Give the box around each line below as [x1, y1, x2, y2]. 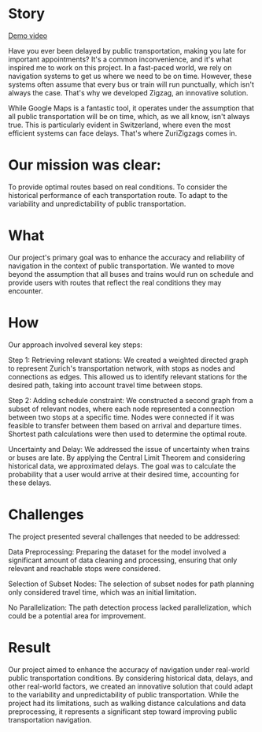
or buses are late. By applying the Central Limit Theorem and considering [8, 453, 245, 462]
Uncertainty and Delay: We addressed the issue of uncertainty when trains [8, 444, 250, 454]
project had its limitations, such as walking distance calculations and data [8, 698, 246, 708]
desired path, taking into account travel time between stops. [8, 380, 203, 390]
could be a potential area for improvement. [8, 611, 146, 620]
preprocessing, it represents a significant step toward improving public [8, 707, 238, 716]
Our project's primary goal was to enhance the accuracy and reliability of [8, 252, 245, 262]
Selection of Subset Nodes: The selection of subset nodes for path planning [8, 579, 254, 588]
